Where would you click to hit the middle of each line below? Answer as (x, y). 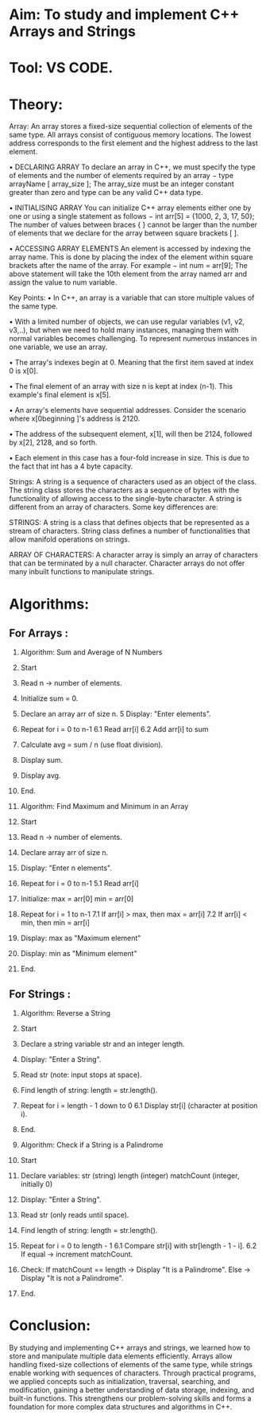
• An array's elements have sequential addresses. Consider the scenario (128, 410)
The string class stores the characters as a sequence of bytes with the (124, 490)
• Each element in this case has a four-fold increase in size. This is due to (129, 458)
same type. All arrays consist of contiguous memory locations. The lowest (130, 135)
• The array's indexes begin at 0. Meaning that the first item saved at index (131, 363)
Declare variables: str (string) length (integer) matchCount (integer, (130, 1176)
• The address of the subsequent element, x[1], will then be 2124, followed (131, 434)
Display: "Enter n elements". (66, 868)
